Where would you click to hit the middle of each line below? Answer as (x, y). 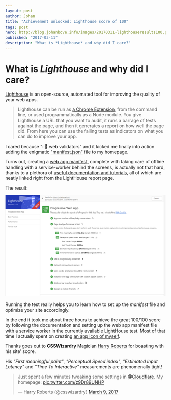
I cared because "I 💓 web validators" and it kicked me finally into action (80, 146)
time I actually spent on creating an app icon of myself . (63, 336)
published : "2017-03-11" (32, 38)
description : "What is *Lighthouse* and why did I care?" (68, 43)
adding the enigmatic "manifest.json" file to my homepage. (67, 152)
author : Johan (20, 16)
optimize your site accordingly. (37, 310)
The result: (17, 188)
